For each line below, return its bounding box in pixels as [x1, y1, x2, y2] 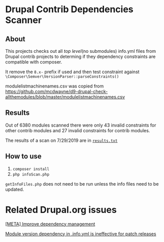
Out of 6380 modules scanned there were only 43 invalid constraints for [5, 122, 156, 128]
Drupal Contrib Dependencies [5, 4, 134, 15]
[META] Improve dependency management [5, 221, 95, 227]
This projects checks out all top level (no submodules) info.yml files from [5, 48, 156, 54]
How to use [5, 152, 42, 161]
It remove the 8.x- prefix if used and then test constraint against [5, 69, 140, 75]
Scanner [5, 14, 42, 26]
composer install [12, 166, 50, 171]
